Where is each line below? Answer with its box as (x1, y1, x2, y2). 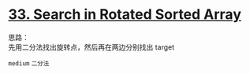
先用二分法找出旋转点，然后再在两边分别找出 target (8, 42, 175, 52)
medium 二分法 (8, 59, 50, 68)
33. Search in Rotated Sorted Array (8, 6, 242, 24)
